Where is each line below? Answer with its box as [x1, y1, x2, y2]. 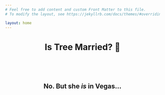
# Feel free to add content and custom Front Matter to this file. [5, 7, 146, 12]
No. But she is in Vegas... [43, 82, 122, 90]
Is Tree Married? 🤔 [44, 41, 121, 53]
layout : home [5, 20, 32, 25]
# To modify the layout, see [5, 12, 65, 17]
